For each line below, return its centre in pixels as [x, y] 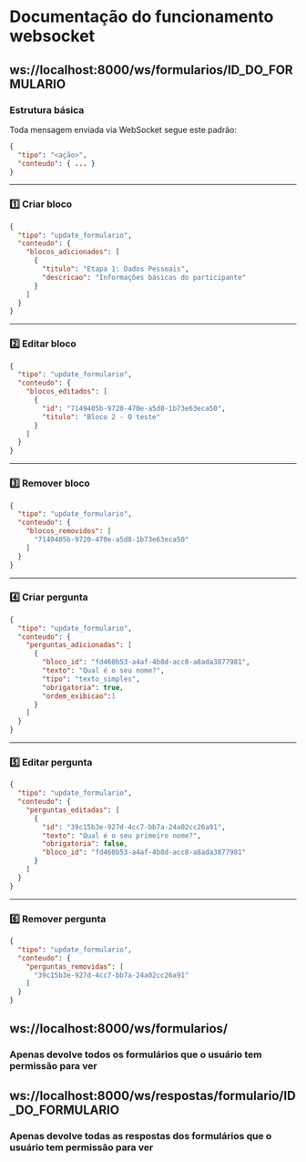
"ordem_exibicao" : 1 [79, 696]
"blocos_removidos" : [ [69, 531]
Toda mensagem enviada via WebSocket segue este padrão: [123, 129]
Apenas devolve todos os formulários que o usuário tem [136, 1054]
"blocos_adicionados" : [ [73, 252]
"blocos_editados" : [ [66, 392]
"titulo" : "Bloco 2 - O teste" [102, 416]
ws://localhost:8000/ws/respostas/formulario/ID [153, 1095]
